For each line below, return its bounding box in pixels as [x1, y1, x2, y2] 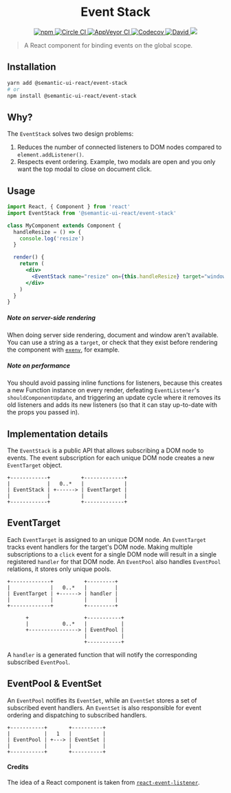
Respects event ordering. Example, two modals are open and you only [16, 158, 216, 166]
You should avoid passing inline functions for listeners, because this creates [7, 379, 223, 387]
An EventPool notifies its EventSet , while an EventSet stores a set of [7, 696, 197, 704]
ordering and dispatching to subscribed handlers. [7, 711, 147, 719]
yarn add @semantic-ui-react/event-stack [7, 79, 128, 86]
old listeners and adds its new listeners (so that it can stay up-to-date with [7, 401, 218, 409]
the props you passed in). [7, 408, 80, 416]
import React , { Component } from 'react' [7, 203, 131, 210]
